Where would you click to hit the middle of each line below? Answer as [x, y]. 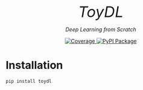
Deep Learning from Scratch [101, 29]
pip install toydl [29, 81]
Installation [34, 65]
